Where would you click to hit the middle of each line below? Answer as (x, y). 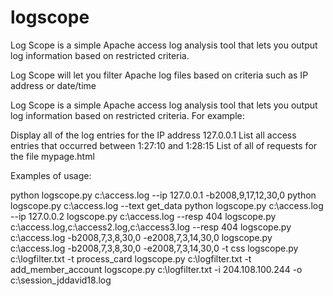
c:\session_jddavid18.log (61, 280)
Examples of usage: (51, 175)
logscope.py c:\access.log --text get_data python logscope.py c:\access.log (167, 205)
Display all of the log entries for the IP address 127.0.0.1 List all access (153, 135)
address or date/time (53, 85)
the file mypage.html (52, 156)
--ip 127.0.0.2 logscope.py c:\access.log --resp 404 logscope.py (143, 216)
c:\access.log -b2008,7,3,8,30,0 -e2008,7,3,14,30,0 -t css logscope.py (154, 248)
